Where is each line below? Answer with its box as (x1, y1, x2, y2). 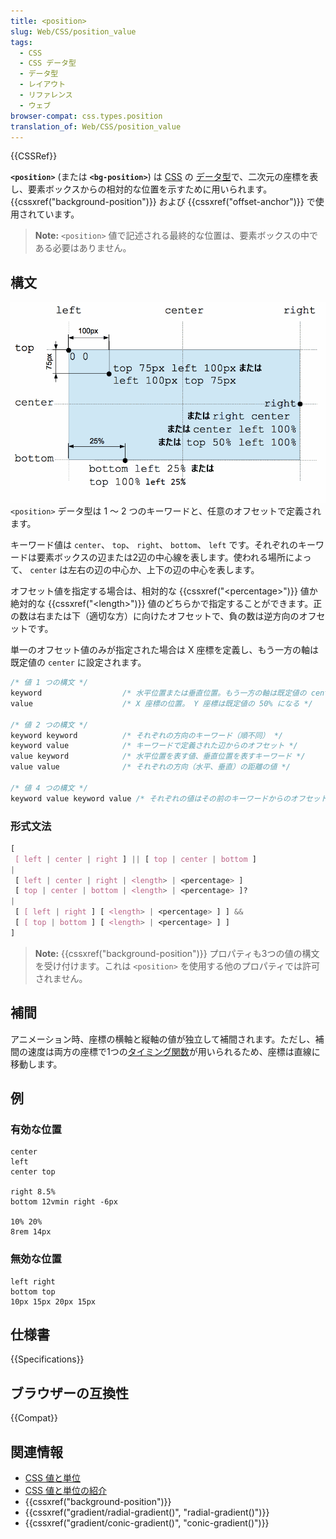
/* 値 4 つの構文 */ (10, 783, 88, 793)
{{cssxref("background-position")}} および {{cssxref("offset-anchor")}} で (10, 196, 316, 208)
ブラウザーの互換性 (10, 1385, 129, 1402)
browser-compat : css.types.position (10, 111, 163, 121)
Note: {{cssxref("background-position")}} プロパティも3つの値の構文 (34, 947, 320, 959)
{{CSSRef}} (10, 150, 58, 162)
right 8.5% (10, 1187, 56, 1197)
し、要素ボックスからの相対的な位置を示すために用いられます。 (10, 183, 273, 195)
